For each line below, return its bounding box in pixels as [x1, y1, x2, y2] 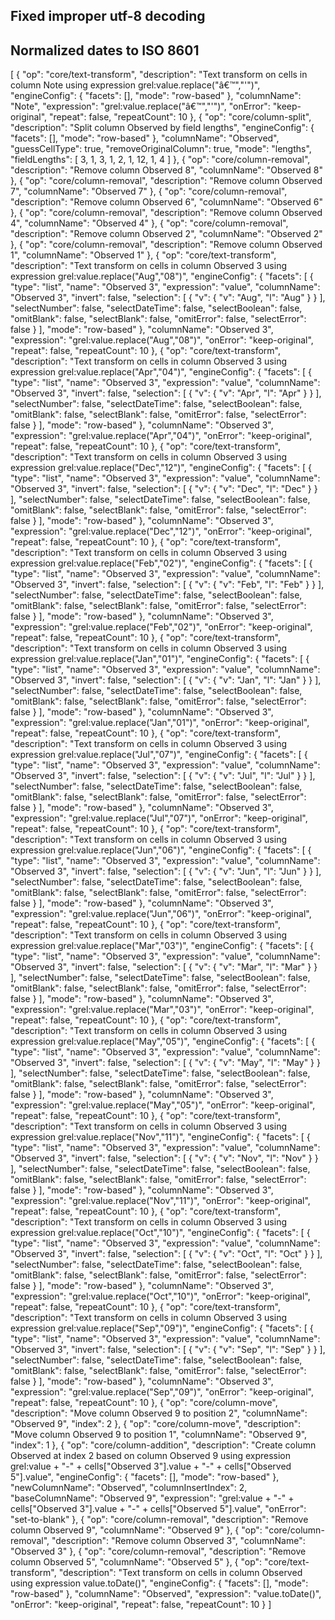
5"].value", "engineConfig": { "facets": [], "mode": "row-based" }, [10, 1471, 280, 1483]
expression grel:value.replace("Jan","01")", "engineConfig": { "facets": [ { [10, 653, 310, 665]
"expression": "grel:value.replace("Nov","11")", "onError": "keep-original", [10, 1195, 311, 1207]
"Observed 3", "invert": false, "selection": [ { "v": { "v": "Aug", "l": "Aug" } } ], [10, 292, 326, 304]
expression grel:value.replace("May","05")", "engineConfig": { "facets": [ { [10, 1035, 316, 1048]
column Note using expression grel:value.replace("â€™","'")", [10, 79, 261, 91]
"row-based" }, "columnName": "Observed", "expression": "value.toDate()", [10, 1588, 322, 1600]
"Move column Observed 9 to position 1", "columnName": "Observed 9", [10, 1429, 308, 1441]
